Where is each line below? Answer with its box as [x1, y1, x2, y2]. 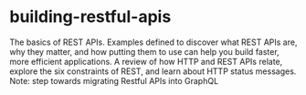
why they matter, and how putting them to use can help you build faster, [9, 46, 280, 57]
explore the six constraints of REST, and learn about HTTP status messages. [9, 66, 297, 77]
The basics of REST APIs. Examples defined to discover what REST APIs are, [9, 37, 298, 47]
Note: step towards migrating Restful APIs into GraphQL [9, 75, 219, 86]
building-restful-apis [9, 6, 172, 27]
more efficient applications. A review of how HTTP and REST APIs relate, [9, 56, 283, 67]
